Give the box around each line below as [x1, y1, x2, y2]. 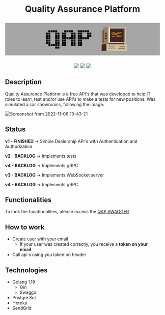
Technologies [5, 266, 48, 274]
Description [5, 78, 42, 86]
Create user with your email [12, 236, 68, 242]
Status [5, 125, 26, 134]
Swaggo [19, 289, 37, 295]
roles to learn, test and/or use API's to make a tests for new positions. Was [5, 96, 156, 102]
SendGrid [12, 305, 32, 311]
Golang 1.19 [12, 279, 35, 285]
